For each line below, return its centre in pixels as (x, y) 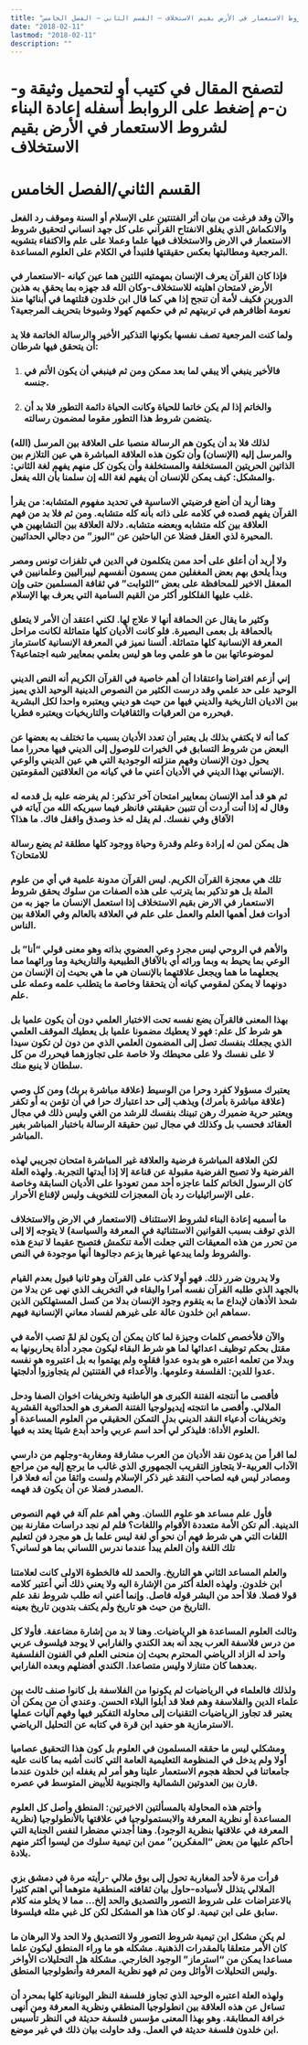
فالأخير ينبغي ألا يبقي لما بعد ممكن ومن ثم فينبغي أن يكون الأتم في (152, 371)
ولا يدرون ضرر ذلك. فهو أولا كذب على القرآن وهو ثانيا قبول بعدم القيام (145, 1279)
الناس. (23, 925)
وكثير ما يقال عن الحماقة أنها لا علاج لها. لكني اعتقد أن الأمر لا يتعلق (139, 619)
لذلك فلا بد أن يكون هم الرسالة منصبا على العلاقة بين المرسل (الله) (140, 443)
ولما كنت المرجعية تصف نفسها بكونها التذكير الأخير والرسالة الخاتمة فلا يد (152, 335)
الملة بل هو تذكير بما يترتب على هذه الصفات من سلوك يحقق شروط (142, 891)
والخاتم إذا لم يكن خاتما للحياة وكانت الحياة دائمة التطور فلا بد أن (148, 407)
